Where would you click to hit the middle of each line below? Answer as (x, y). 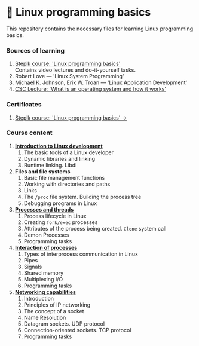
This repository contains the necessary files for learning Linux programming (100, 29)
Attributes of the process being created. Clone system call (95, 228)
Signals (33, 267)
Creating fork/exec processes (61, 222)
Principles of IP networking (57, 305)
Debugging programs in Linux (60, 203)
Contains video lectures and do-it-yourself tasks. (75, 70)
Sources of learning (35, 50)
